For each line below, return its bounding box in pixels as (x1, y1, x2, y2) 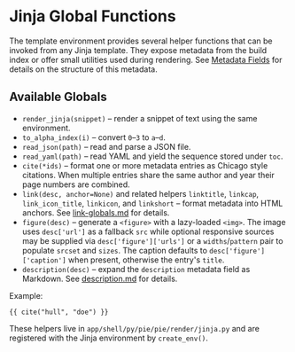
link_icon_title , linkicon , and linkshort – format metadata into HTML (21, 198, 283, 208)
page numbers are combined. (21, 179, 130, 190)
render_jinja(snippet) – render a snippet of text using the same (21, 113, 258, 123)
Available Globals (9, 90, 108, 105)
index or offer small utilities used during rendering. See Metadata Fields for (9, 54, 283, 65)
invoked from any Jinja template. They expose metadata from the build (9, 44, 268, 55)
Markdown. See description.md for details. (21, 273, 178, 284)
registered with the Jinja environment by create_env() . (9, 332, 208, 343)
